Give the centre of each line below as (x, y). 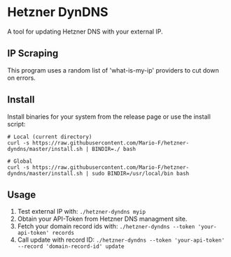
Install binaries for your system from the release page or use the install (109, 117)
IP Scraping (33, 53)
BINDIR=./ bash (114, 149)
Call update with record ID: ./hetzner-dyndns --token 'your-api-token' (121, 240)
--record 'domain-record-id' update (71, 247)
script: (16, 124)
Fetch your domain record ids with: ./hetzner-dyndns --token (106, 226)
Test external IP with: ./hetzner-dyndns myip (81, 212)
